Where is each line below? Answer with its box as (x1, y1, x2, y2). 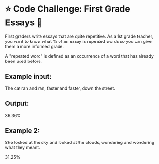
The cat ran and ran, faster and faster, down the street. (5, 85, 116, 91)
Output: (5, 100, 29, 108)
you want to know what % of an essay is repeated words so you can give (5, 38, 152, 44)
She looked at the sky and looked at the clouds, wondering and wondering (5, 140, 155, 145)
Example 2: (5, 126, 40, 135)
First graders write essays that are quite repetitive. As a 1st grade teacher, (5, 33, 154, 39)
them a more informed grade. (5, 43, 64, 49)
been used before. (5, 58, 42, 64)
